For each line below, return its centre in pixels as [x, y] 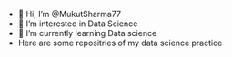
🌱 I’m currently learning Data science [87, 33]
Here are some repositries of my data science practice [120, 43]
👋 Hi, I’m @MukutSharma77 [69, 14]
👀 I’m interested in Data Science [78, 24]
